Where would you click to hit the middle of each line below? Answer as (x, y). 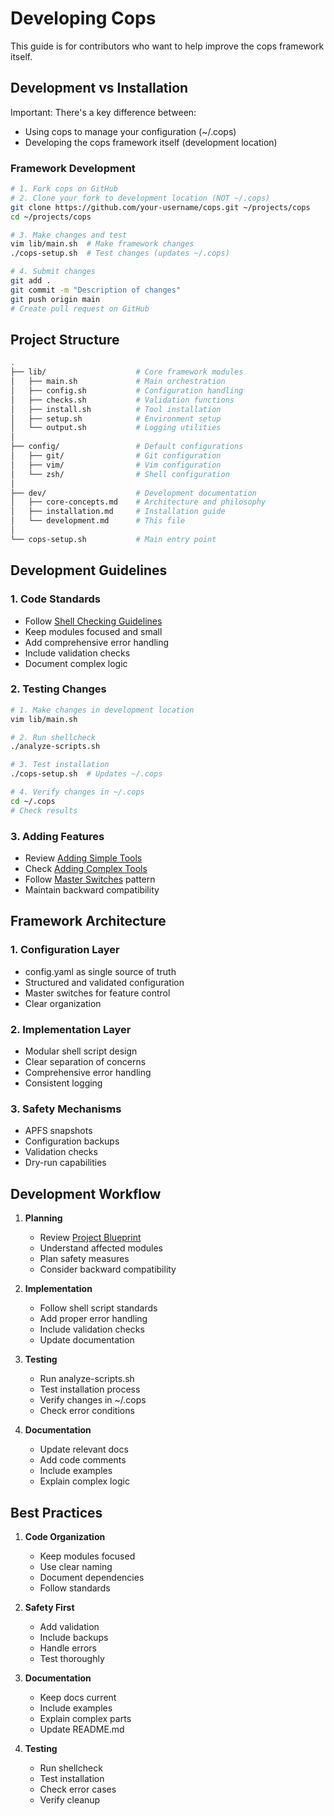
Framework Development (73, 168)
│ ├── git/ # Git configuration (116, 456)
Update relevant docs (84, 1449)
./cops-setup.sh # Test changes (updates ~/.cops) (120, 253)
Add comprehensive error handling (97, 642)
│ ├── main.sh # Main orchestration (118, 382)
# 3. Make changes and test (69, 235)
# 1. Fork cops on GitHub (64, 189)
